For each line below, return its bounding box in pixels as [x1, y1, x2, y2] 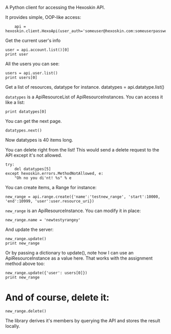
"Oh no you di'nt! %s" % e [14, 175, 72, 181]
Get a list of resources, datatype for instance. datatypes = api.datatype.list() [5, 84, 164, 90]
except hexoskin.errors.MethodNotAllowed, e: [5, 171, 103, 176]
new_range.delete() [5, 309, 47, 314]
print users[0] [5, 75, 38, 80]
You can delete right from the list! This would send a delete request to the [5, 147, 159, 152]
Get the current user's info [5, 38, 61, 43]
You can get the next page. [5, 118, 62, 124]
